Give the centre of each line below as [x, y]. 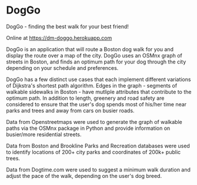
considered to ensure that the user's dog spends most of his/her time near [96, 104]
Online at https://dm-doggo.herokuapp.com [59, 38]
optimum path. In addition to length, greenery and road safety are [85, 98]
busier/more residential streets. [44, 134]
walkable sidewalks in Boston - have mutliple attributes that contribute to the [99, 92]
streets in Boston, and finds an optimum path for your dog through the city [96, 62]
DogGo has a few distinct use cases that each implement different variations [98, 79]
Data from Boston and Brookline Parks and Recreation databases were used [98, 146]
